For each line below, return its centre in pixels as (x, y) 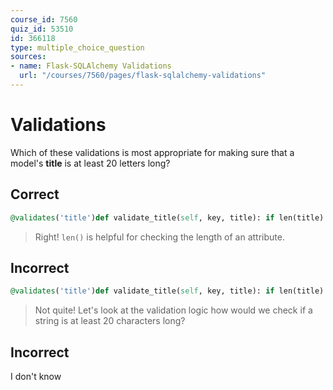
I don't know (36, 376)
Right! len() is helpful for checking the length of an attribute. (159, 237)
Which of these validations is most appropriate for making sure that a (152, 152)
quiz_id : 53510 (42, 29)
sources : (28, 57)
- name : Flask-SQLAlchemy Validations (91, 66)
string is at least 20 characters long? (110, 321)
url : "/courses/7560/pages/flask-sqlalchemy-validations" (143, 76)
